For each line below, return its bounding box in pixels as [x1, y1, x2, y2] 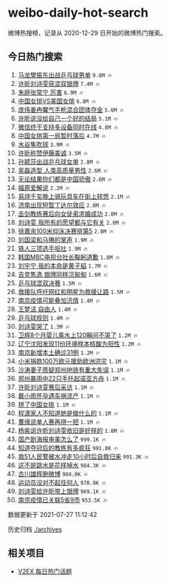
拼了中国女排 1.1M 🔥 [17, 400, 76, 409]
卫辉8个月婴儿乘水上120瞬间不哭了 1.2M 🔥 [17, 331, 138, 339]
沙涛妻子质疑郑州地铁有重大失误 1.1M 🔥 [17, 366, 131, 374]
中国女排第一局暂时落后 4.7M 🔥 [17, 131, 106, 139]
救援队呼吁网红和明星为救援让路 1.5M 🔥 [17, 287, 131, 296]
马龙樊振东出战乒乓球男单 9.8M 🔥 [17, 71, 113, 79]
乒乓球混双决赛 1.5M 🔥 [17, 279, 82, 287]
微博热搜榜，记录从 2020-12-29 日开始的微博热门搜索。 [8, 28, 167, 37]
